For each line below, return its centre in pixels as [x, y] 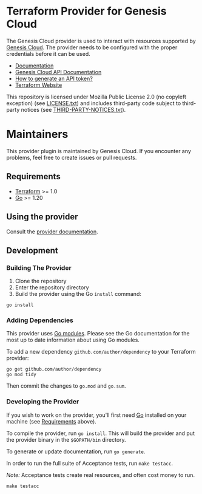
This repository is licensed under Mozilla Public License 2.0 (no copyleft [96, 97]
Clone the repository [41, 281]
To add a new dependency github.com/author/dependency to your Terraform [101, 352]
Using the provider [42, 217]
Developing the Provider [43, 402]
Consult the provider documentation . [52, 232]
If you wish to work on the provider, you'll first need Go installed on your [96, 415]
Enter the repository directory [52, 287]
